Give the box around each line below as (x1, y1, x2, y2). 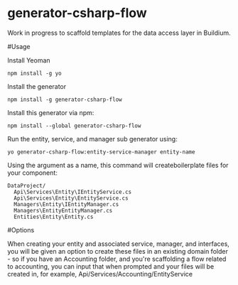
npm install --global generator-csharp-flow (7, 122, 141, 129)
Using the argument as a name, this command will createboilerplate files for (7, 161, 229, 169)
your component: (7, 168, 58, 177)
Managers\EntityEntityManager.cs (13, 207, 113, 214)
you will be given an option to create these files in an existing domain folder (7, 247, 229, 255)
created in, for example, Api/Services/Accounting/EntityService (7, 269, 193, 278)
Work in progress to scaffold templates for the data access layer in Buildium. (7, 28, 231, 37)
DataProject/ (7, 182, 46, 189)
